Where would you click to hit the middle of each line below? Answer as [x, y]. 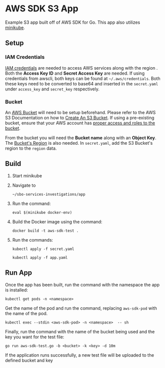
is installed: [16, 290]
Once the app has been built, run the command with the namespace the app [82, 285]
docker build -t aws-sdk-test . [45, 231]
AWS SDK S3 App [42, 9]
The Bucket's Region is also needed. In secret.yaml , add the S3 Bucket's [79, 143]
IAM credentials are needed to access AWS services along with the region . [82, 68]
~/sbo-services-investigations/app [49, 194]
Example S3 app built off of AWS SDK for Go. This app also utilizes [73, 22]
